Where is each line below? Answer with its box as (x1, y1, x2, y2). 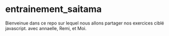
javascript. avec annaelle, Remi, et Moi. (5, 25, 87, 31)
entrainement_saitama (5, 3, 102, 15)
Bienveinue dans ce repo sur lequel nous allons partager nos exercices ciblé (5, 20, 164, 26)
